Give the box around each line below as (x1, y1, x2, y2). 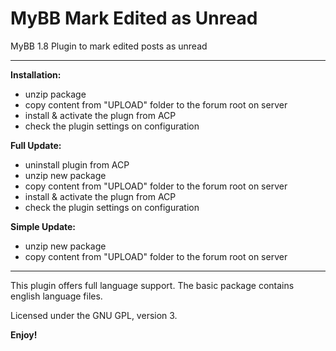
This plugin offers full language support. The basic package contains (10, 279, 295, 291)
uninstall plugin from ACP (24, 158, 130, 171)
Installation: (10, 68, 62, 81)
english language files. (10, 290, 103, 302)
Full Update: (10, 139, 62, 151)
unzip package (24, 88, 87, 100)
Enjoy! (10, 328, 38, 341)
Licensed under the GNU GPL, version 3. (10, 309, 178, 321)
